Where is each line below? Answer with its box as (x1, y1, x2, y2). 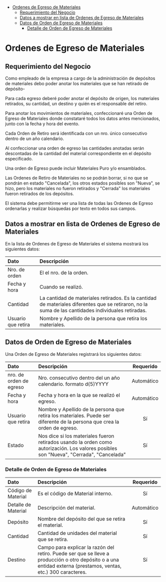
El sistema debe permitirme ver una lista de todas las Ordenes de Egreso (5, 200, 153, 206)
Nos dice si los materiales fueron (38, 433, 115, 439)
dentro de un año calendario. (5, 136, 64, 142)
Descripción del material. (38, 504, 95, 511)
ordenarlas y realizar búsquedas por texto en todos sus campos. (5, 205, 137, 211)
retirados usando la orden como (38, 438, 113, 445)
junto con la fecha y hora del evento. (5, 121, 80, 127)
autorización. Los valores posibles (38, 445, 118, 452)
